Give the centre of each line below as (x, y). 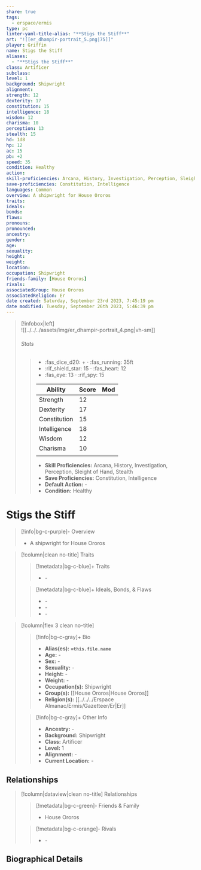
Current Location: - (69, 761)
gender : (16, 240)
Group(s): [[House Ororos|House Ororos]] (97, 693)
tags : (13, 17)
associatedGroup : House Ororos (45, 290)
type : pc (17, 28)
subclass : (19, 73)
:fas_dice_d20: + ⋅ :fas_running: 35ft (89, 362)
